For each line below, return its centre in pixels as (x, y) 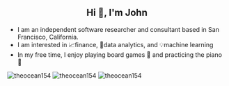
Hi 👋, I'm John (117, 13)
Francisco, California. (48, 37)
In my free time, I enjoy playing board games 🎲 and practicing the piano (120, 54)
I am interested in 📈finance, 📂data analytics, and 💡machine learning (115, 44)
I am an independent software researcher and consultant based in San (118, 29)
